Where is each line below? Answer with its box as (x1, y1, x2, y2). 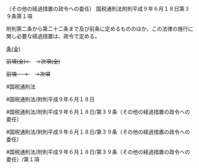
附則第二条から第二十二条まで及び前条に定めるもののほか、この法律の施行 (6, 26, 188, 32)
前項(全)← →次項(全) (6, 58, 61, 65)
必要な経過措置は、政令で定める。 (16, 33, 100, 40)
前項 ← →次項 (6, 71, 50, 77)
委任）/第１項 (6, 156, 40, 163)
